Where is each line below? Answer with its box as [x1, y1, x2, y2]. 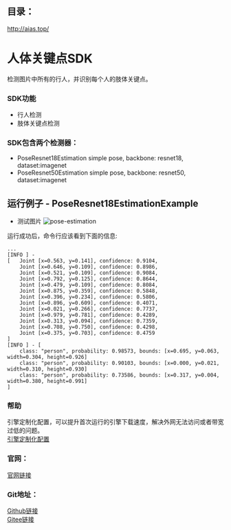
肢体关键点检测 [16, 119, 60, 128]
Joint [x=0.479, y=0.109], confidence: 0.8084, [19, 282, 158, 289]
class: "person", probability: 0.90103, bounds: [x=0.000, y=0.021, [19, 360, 220, 367]
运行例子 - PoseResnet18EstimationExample [7, 197, 199, 209]
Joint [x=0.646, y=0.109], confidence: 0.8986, [19, 263, 158, 271]
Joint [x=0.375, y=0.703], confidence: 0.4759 [19, 330, 155, 337]
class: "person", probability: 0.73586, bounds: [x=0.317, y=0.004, [19, 372, 220, 379]
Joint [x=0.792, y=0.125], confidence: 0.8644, [19, 276, 158, 283]
